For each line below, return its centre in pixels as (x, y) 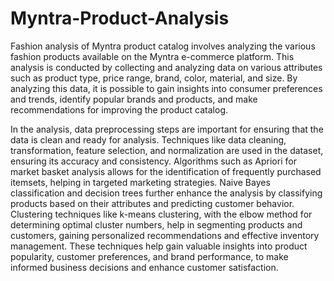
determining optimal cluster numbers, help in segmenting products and (156, 224)
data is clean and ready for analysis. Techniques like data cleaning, (148, 139)
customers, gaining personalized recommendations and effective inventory (165, 235)
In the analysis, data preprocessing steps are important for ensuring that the (167, 129)
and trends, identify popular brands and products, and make (134, 99)
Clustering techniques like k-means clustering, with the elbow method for (161, 214)
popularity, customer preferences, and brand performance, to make (149, 256)
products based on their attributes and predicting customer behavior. (152, 203)
